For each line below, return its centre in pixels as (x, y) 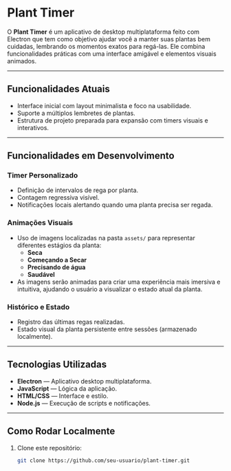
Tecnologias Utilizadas (57, 365)
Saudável (41, 274)
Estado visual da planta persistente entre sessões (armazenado (107, 329)
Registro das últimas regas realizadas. (71, 322)
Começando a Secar (57, 260)
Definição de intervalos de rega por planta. (78, 190)
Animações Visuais (40, 223)
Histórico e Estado (38, 306)
